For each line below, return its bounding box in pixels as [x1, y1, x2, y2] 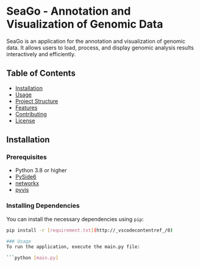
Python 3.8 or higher [15, 167, 67, 174]
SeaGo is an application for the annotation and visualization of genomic [6, 37, 186, 45]
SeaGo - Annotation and [6, 4, 131, 18]
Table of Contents [6, 68, 76, 79]
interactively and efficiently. [6, 50, 76, 57]
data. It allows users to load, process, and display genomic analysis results [6, 44, 194, 51]
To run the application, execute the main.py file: [6, 244, 140, 250]
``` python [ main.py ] [6, 255, 59, 261]
